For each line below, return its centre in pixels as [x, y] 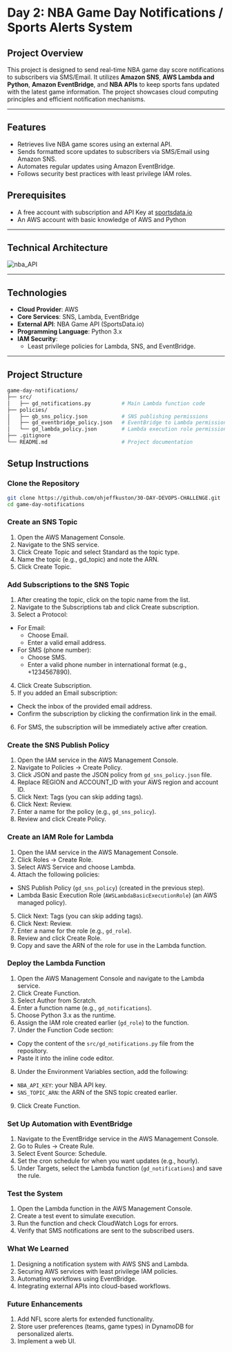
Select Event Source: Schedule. [62, 1154]
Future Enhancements [45, 1303]
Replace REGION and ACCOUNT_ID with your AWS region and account [118, 782]
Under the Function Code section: [65, 1030]
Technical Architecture [58, 248]
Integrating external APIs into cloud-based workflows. [94, 1286]
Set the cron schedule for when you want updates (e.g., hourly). [108, 1161]
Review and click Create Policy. [62, 819]
